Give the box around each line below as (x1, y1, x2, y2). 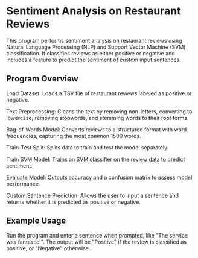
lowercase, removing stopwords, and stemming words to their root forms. (6, 114, 189, 121)
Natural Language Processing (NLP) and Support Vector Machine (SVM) (6, 43, 186, 51)
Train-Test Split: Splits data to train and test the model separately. (6, 143, 169, 151)
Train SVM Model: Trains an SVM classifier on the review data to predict (6, 156, 185, 163)
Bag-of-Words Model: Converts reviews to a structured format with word (6, 125, 187, 133)
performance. (6, 180, 40, 187)
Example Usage (6, 216, 66, 226)
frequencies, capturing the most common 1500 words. (6, 132, 141, 139)
